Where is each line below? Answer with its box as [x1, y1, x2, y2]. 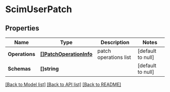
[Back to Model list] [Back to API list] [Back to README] [5, 81, 121, 87]
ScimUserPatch [5, 4, 72, 15]
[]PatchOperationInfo [40, 51, 93, 57]
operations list [97, 54, 132, 60]
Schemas [8, 65, 31, 72]
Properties [5, 24, 39, 33]
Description [100, 39, 130, 46]
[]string [40, 65, 59, 72]
